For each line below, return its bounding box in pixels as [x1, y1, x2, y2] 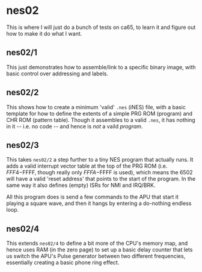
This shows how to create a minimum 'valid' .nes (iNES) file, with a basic [6, 103, 186, 110]
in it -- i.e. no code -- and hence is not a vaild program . [6, 122, 143, 130]
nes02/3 [6, 140, 39, 150]
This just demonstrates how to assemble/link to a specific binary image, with [6, 63, 196, 71]
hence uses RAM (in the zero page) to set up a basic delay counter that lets [6, 246, 193, 253]
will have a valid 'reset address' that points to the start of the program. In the [6, 176, 196, 183]
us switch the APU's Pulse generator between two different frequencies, [6, 253, 186, 260]
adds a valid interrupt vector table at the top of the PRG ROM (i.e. [6, 162, 168, 169]
